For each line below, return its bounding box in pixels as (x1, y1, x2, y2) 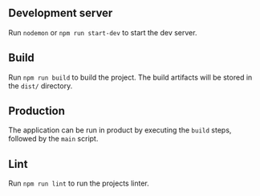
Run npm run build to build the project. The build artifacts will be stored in (8, 72, 253, 82)
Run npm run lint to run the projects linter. (8, 178, 150, 188)
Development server (8, 6, 113, 20)
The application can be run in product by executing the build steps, (8, 125, 232, 135)
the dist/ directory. (8, 80, 73, 91)
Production (8, 104, 66, 118)
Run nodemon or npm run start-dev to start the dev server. (8, 27, 197, 37)
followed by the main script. (8, 134, 99, 144)
